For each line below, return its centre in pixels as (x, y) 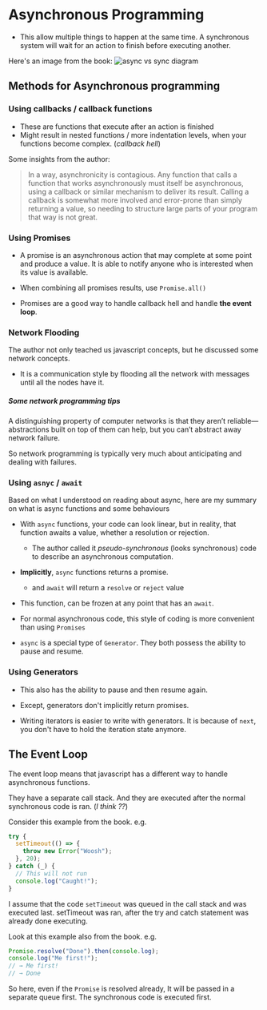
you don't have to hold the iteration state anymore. (103, 729)
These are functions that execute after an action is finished (117, 127)
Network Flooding (44, 332)
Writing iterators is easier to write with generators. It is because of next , (138, 720)
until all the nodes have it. (62, 383)
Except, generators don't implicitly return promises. (104, 705)
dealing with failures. (43, 462)
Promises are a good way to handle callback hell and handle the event (135, 303)
